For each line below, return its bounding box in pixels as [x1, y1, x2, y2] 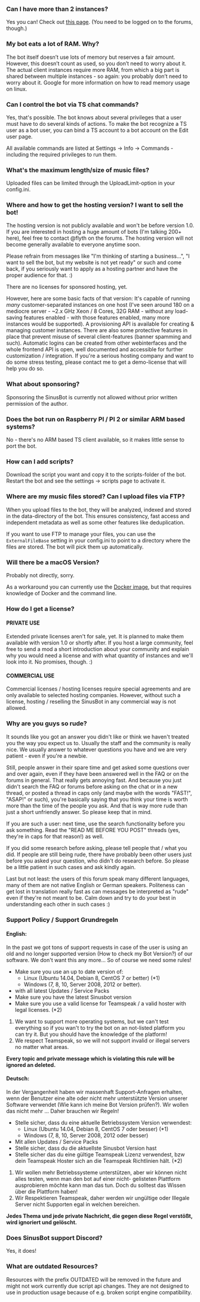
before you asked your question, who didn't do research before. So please [6, 857, 189, 864]
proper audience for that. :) [6, 272, 73, 279]
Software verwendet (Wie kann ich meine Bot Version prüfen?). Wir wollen [6, 1101, 189, 1108]
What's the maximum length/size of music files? [6, 165, 149, 174]
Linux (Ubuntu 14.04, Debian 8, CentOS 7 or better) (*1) [23, 974, 160, 981]
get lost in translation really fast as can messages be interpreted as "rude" [6, 888, 189, 895]
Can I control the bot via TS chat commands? [6, 100, 139, 108]
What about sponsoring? [6, 380, 80, 388]
